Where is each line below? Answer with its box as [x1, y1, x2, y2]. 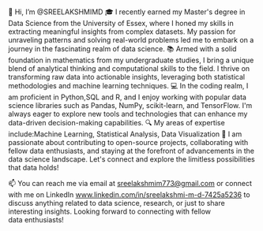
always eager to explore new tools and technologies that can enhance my [8, 110, 248, 118]
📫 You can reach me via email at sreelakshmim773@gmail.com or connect [8, 179, 253, 188]
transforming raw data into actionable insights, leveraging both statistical [8, 73, 246, 81]
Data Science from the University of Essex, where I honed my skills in [8, 19, 235, 28]
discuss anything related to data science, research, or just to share [8, 199, 225, 207]
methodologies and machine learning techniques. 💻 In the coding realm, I [8, 81, 249, 90]
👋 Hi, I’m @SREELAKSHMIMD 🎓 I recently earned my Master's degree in [8, 7, 246, 17]
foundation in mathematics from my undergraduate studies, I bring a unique [8, 55, 254, 65]
